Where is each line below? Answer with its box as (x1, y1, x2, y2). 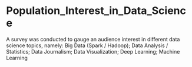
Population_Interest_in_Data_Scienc (6, 4, 187, 17)
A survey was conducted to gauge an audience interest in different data (6, 36, 180, 43)
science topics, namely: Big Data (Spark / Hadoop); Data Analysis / (6, 42, 168, 49)
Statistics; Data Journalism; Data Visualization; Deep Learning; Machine (6, 48, 180, 55)
